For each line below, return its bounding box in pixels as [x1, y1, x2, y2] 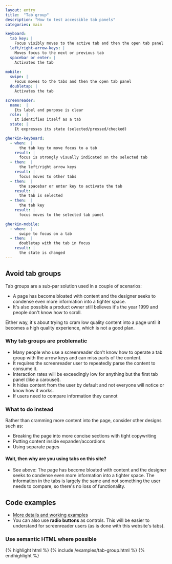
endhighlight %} [5, 553, 39, 559]
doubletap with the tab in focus [18, 241, 91, 246]
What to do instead [5, 406, 54, 413]
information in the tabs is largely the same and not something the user [12, 478, 161, 484]
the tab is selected [18, 193, 63, 198]
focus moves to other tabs [18, 174, 77, 179]
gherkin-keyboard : [5, 136, 45, 141]
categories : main [5, 22, 42, 27]
